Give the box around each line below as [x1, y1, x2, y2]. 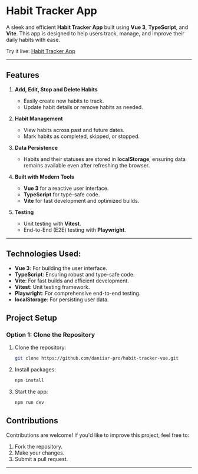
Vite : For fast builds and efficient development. [14, 277, 130, 284]
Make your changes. [14, 449, 65, 456]
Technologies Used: [6, 249, 81, 259]
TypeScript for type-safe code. [23, 190, 100, 198]
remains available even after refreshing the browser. [23, 162, 150, 169]
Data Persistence [14, 144, 58, 151]
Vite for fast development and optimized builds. [23, 197, 140, 204]
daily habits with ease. [6, 36, 61, 43]
